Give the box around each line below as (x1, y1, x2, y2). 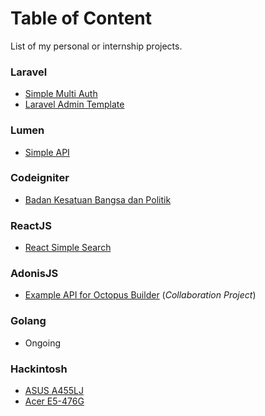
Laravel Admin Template (24, 98, 125, 111)
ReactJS (10, 218, 52, 232)
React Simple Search (24, 242, 112, 254)
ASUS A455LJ (24, 385, 84, 397)
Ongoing (24, 337, 62, 349)
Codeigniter (10, 171, 70, 185)
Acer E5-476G (24, 395, 85, 407)
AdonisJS (10, 267, 59, 281)
